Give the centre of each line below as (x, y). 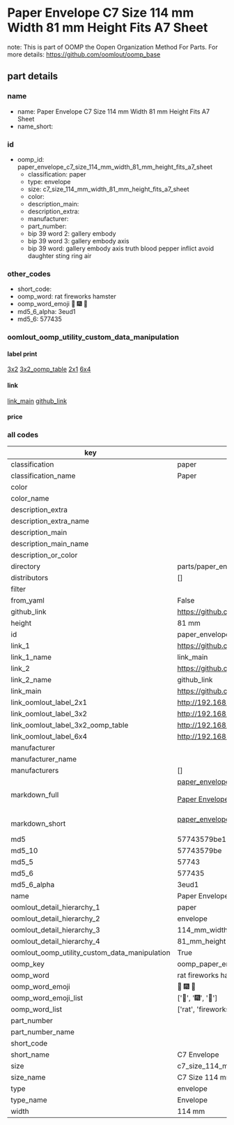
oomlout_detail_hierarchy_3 (55, 930)
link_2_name (31, 680)
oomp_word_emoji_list (47, 998)
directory (25, 566)
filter (18, 589)
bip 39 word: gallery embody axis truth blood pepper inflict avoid (121, 248)
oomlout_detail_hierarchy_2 (55, 919)
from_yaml (28, 601)
